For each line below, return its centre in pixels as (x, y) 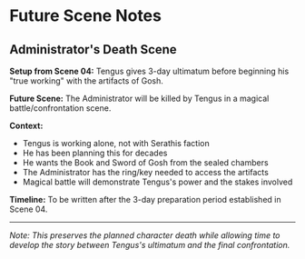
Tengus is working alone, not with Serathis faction (116, 143)
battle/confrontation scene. (60, 108)
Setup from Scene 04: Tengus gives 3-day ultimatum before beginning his (149, 71)
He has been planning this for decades (95, 153)
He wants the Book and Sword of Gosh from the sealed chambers (146, 163)
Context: (26, 125)
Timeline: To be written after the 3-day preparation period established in (145, 199)
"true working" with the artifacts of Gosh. (86, 81)
